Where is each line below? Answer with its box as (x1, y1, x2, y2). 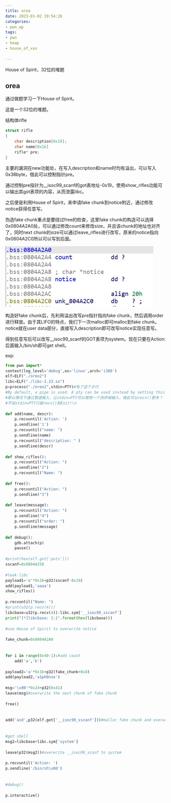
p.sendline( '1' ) (14, 422, 49, 427)
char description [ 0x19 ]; (14, 139, 67, 144)
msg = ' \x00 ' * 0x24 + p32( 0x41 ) (5, 685, 63, 690)
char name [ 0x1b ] (14, 144, 49, 150)
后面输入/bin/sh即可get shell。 (5, 342, 69, 349)
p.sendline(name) (14, 433, 51, 438)
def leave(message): (5, 502, 49, 508)
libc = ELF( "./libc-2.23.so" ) (5, 379, 65, 384)
